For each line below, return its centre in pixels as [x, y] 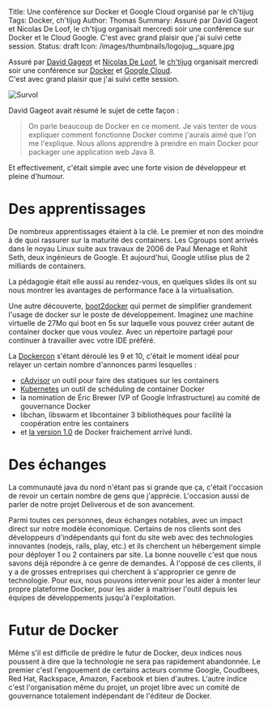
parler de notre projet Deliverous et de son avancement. [102, 504]
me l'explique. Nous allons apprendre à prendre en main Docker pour [143, 143]
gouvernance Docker [55, 406]
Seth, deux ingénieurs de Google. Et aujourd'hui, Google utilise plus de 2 [130, 257]
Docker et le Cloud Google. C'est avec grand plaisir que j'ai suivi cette [125, 37]
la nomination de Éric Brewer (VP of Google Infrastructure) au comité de [140, 397]
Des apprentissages [77, 209]
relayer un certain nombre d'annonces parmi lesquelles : [102, 365]
